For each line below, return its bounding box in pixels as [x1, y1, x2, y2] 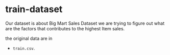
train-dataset [5, 4, 63, 15]
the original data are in [5, 35, 53, 41]
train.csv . [12, 45, 35, 51]
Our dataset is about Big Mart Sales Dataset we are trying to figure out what [5, 20, 165, 26]
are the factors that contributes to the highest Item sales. [5, 25, 125, 31]
